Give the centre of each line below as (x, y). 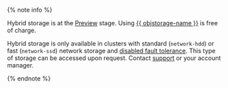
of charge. (22, 30)
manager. (21, 65)
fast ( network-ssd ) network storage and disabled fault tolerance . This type (111, 51)
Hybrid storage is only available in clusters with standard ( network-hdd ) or (111, 43)
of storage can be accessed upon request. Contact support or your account (114, 58)
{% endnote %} (29, 78)
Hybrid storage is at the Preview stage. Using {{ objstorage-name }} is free (112, 23)
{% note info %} (30, 10)
